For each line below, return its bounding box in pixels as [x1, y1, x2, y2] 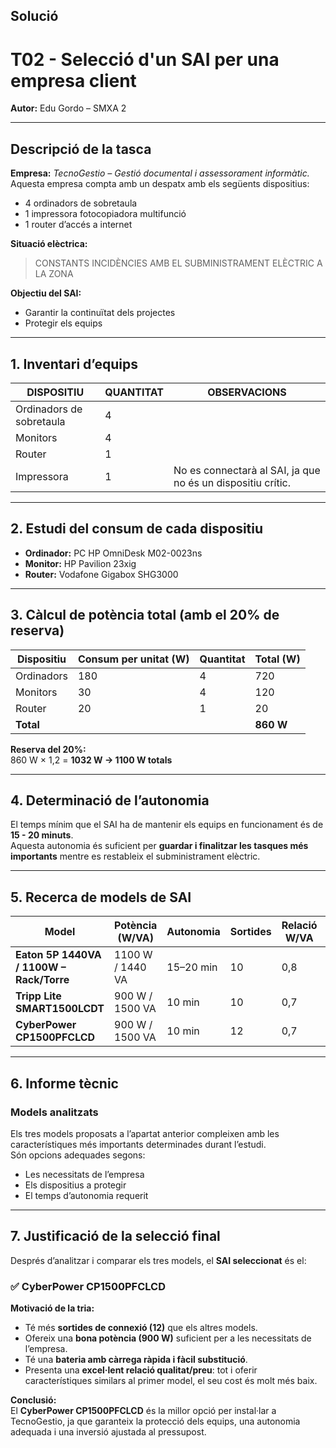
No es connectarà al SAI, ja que [173, 463, 321, 477]
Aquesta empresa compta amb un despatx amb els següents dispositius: [10, 178, 310, 190]
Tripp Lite [15, 989, 62, 1003]
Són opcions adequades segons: [10, 1149, 146, 1161]
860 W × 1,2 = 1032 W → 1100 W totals [10, 754, 173, 766]
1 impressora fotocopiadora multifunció [24, 208, 187, 220]
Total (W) [254, 652, 301, 666]
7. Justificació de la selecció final [10, 1228, 221, 1245]
